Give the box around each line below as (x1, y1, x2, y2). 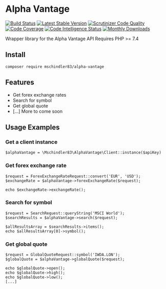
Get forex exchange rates (12, 92, 67, 98)
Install (5, 50, 26, 59)
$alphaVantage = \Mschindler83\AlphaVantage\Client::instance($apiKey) (5, 150, 161, 155)
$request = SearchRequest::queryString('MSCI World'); (5, 210, 125, 216)
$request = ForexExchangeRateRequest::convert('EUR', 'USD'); (5, 173, 141, 179)
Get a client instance (5, 138, 58, 146)
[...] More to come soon (12, 108, 63, 114)
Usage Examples (5, 123, 60, 132)
